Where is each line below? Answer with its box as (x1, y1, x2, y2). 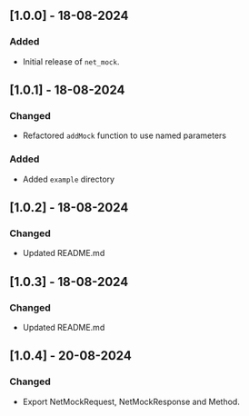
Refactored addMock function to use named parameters (22, 130, 227, 141)
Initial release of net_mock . (22, 55, 120, 67)
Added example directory (22, 173, 115, 184)
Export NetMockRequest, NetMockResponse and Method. (22, 396, 241, 407)
